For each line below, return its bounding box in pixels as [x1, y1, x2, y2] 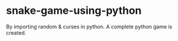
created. [6, 29, 26, 36]
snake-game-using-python [6, 4, 142, 17]
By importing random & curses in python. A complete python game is [6, 23, 173, 30]
